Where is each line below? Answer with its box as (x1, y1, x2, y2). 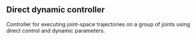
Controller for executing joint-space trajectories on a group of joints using (6, 20, 191, 27)
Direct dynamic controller (6, 5, 105, 15)
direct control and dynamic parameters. (6, 27, 105, 34)
